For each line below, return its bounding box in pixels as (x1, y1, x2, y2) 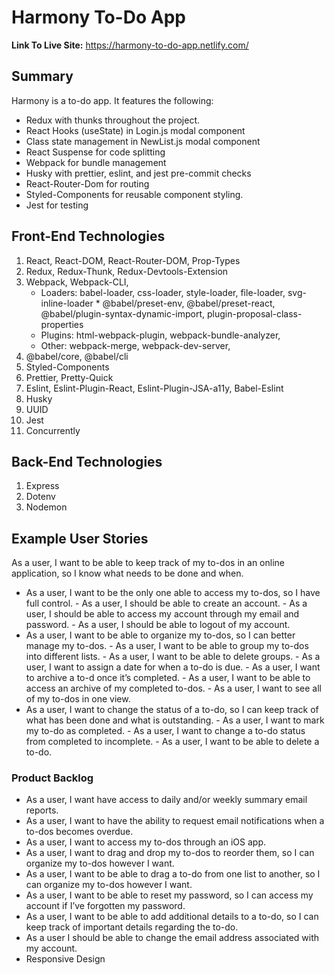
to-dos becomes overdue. (25, 826, 134, 838)
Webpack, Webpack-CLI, (25, 276, 129, 288)
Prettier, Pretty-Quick (25, 371, 114, 383)
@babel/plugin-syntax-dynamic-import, (40, 307, 206, 320)
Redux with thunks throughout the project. (25, 114, 201, 126)
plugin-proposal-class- (206, 307, 303, 320)
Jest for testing (25, 199, 89, 211)
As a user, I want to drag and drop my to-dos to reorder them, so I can (25, 847, 315, 859)
